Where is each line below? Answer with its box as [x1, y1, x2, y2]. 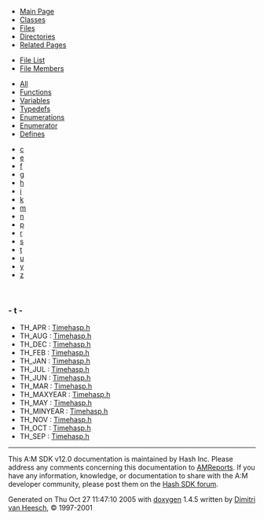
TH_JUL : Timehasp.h [19, 365, 90, 374]
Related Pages [19, 40, 67, 50]
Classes [19, 15, 46, 24]
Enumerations [19, 113, 65, 121]
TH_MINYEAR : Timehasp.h [19, 407, 108, 416]
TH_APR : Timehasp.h [19, 323, 90, 332]
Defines [19, 129, 46, 139]
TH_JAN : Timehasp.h [19, 356, 90, 366]
